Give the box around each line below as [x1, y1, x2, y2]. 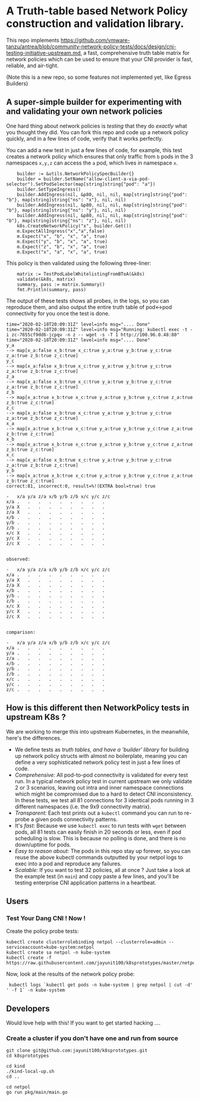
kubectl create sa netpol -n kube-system [6, 950, 111, 955]
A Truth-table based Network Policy [6, 4, 188, 18]
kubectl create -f [6, 955, 52, 961]
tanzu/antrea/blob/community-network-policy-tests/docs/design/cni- [6, 43, 177, 50]
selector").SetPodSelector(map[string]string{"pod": [6, 181, 140, 187]
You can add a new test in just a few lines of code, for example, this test [6, 146, 183, 153]
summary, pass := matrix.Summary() [17, 282, 105, 287]
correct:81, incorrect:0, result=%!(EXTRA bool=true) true [6, 483, 156, 489]
